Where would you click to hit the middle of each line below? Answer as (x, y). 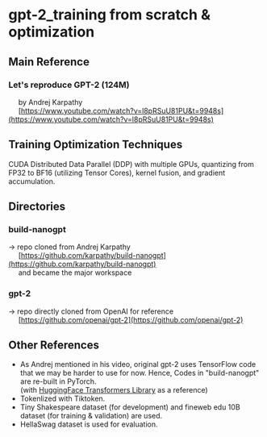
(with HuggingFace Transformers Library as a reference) (114, 390)
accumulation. (32, 181)
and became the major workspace (75, 273)
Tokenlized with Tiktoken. (63, 399)
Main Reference (49, 62)
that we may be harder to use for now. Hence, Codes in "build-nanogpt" (140, 373)
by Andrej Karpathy (50, 102)
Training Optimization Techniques (96, 145)
